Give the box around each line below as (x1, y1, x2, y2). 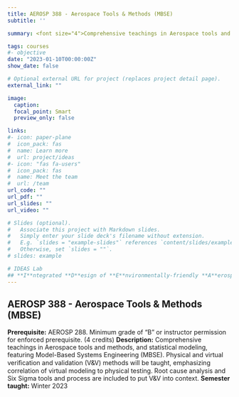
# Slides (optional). (7, 219, 72, 227)
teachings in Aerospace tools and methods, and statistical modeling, (7, 343, 208, 352)
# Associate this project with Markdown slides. (7, 226, 161, 233)
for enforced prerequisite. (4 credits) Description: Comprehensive (7, 335, 202, 344)
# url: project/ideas (7, 153, 75, 161)
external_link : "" (7, 82, 62, 89)
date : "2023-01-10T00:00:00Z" (7, 56, 97, 63)
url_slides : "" (7, 200, 53, 207)
